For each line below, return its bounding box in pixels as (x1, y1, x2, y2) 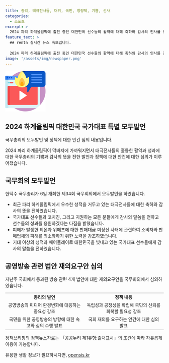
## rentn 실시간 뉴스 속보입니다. (10, 40, 71, 45)
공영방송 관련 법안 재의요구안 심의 (5, 262, 103, 270)
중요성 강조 (33, 308, 55, 314)
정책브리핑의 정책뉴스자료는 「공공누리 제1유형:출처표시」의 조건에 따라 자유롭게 (5, 335, 162, 341)
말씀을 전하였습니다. (22, 245, 61, 252)
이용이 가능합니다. (5, 341, 41, 347)
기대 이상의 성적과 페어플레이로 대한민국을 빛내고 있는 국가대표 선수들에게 (12, 239, 157, 245)
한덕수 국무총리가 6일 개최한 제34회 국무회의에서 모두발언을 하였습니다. (5, 191, 145, 197)
